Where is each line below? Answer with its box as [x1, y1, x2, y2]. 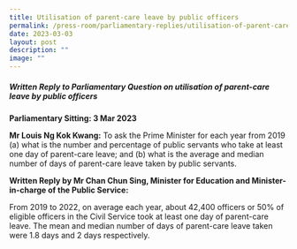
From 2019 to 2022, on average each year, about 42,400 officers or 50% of [9, 201, 285, 212]
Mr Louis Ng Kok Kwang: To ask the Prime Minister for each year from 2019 [9, 130, 286, 140]
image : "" [9, 54, 46, 63]
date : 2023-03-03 [9, 29, 73, 38]
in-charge [9, 185, 47, 195]
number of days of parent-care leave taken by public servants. [9, 158, 237, 169]
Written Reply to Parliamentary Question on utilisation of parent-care [9, 81, 270, 92]
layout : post [9, 37, 57, 47]
